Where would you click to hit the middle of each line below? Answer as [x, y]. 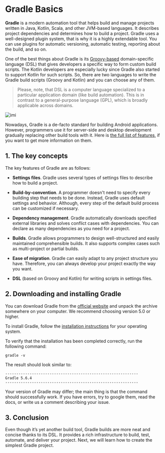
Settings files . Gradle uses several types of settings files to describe [82, 178]
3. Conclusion [27, 418]
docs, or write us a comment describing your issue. [57, 402]
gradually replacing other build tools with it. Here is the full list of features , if [82, 135]
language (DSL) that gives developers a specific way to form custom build [81, 64]
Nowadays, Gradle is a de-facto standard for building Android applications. [82, 125]
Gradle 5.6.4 [19, 378]
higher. [12, 317]
